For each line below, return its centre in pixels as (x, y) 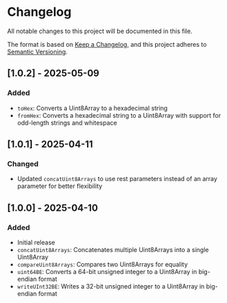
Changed (23, 164)
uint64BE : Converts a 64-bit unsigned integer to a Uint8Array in (107, 272)
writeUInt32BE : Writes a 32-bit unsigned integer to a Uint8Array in (111, 286)
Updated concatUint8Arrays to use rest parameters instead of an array (117, 179)
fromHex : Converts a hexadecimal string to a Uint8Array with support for (119, 115)
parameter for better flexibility (60, 186)
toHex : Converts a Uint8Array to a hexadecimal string (92, 108)
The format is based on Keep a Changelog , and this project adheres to (107, 44)
